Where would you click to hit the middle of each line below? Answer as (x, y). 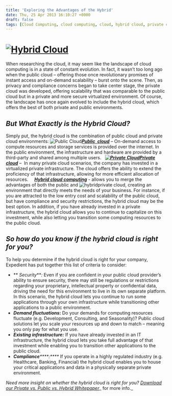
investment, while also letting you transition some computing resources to (83, 217)
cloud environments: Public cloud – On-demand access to (83, 141)
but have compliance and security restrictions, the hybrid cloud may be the (85, 201)
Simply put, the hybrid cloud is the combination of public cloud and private (84, 136)
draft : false (20, 19)
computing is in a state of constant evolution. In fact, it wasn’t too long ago (84, 69)
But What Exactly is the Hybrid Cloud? (68, 123)
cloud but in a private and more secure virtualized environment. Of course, (84, 97)
